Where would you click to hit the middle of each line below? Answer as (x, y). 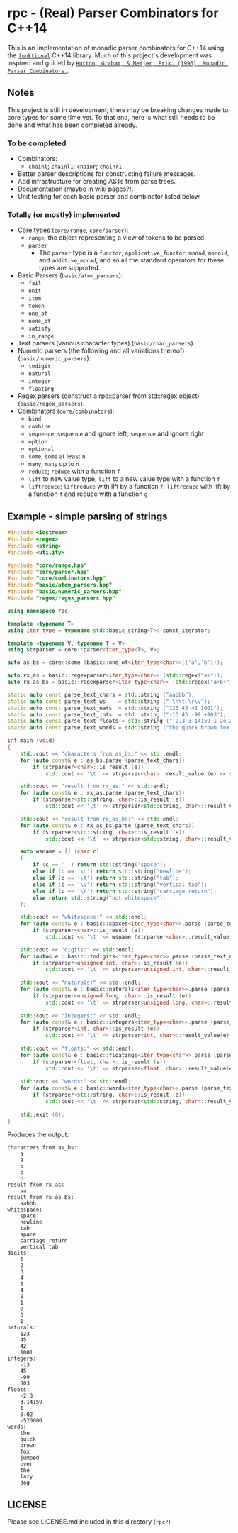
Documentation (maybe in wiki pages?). (75, 189)
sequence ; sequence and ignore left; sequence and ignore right (116, 433)
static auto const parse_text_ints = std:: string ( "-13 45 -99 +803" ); (117, 714)
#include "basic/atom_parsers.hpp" (60, 585)
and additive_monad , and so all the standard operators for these (131, 260)
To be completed (37, 143)
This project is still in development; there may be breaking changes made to (118, 110)
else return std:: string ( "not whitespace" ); (100, 898)
